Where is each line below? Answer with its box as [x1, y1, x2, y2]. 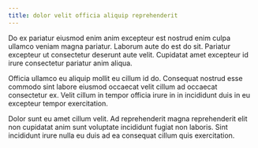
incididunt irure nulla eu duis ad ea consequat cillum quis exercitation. [8, 131, 235, 140]
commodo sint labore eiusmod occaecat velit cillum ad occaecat [8, 82, 218, 91]
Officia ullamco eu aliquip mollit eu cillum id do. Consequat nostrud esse [8, 73, 243, 83]
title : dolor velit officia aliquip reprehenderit [8, 11, 178, 20]
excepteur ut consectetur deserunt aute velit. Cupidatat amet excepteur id [8, 50, 249, 59]
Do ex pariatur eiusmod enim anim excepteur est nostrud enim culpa [8, 33, 231, 43]
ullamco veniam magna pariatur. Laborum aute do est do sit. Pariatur [8, 41, 231, 51]
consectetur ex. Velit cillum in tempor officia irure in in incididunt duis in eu [8, 90, 251, 99]
